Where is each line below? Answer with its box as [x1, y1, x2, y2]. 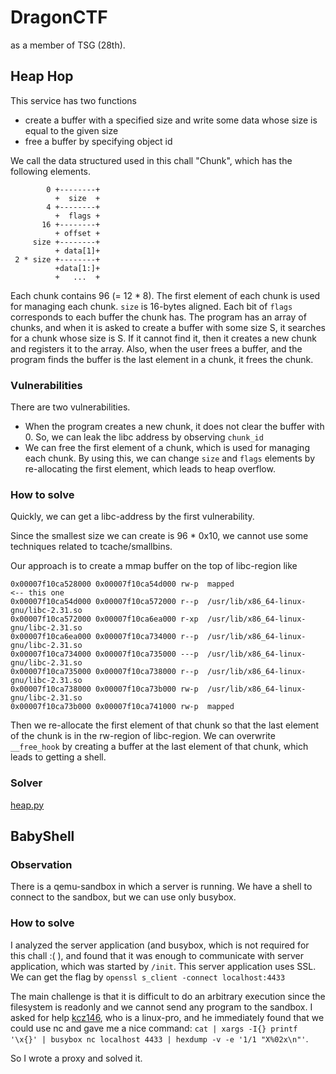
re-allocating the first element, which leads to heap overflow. [24, 463, 276, 475]
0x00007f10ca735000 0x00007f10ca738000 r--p [10, 667, 199, 677]
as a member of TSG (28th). [10, 39, 126, 51]
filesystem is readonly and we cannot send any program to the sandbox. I [10, 1001, 313, 1013]
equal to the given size [24, 124, 119, 136]
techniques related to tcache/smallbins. [10, 541, 173, 553]
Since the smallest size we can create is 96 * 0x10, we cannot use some [10, 530, 309, 542]
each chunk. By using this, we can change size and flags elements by [24, 452, 316, 465]
